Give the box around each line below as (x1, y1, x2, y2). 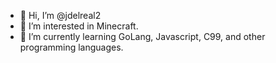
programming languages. (19, 41, 124, 53)
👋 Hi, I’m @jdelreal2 (19, 10, 102, 21)
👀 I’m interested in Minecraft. (19, 20, 139, 32)
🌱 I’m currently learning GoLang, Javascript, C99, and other (19, 31, 266, 42)
